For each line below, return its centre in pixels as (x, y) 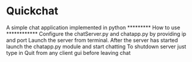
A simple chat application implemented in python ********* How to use (93, 27)
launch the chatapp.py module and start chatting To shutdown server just (96, 46)
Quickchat (32, 11)
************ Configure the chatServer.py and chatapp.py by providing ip (96, 33)
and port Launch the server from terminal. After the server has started (92, 40)
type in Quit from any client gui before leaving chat (69, 52)
